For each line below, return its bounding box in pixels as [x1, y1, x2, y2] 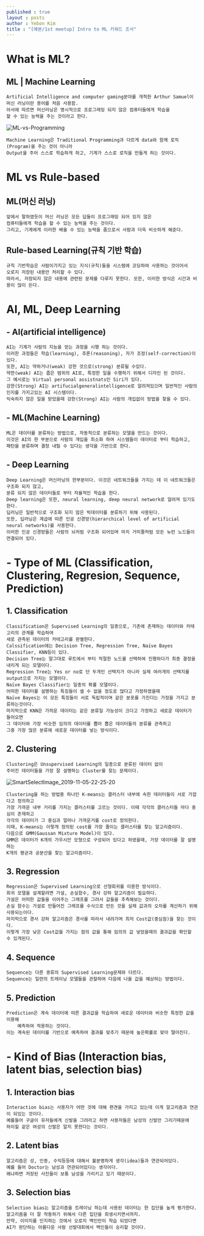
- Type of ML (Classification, [6, 556, 153, 569]
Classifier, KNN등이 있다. [6, 649, 70, 655]
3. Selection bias [6, 1187, 71, 1198]
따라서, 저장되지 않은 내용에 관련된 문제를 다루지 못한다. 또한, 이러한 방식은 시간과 [6, 276, 191, 282]
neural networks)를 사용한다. [6, 522, 77, 529]
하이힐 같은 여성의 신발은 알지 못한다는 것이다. [6, 1124, 109, 1130]
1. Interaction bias [6, 1087, 75, 1097]
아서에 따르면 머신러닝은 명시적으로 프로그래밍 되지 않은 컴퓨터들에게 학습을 [6, 107, 171, 113]
